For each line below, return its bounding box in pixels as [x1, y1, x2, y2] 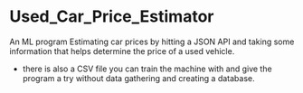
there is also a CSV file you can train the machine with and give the [22, 63, 273, 74]
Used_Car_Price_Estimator [9, 6, 214, 27]
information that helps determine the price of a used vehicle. [9, 45, 235, 56]
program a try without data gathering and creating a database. [22, 72, 255, 83]
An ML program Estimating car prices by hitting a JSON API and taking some [9, 36, 295, 47]
